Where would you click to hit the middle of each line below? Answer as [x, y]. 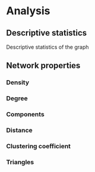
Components [25, 114]
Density [18, 82]
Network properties [43, 66]
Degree [17, 98]
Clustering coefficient [39, 146]
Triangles [20, 162]
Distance [19, 130]
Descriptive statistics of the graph [47, 47]
